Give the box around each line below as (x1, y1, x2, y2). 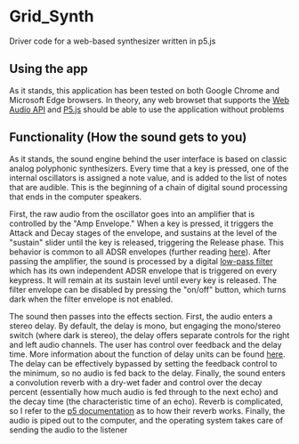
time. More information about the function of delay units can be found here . (9, 349, 287, 359)
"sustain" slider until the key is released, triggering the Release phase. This (9, 237, 285, 247)
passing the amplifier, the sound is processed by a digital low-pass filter (9, 255, 273, 266)
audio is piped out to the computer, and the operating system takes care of (9, 415, 283, 425)
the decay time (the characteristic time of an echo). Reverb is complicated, (9, 396, 283, 407)
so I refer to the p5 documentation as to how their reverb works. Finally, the (9, 405, 286, 416)
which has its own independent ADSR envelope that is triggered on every (9, 265, 278, 276)
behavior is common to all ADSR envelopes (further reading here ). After (9, 246, 271, 257)
